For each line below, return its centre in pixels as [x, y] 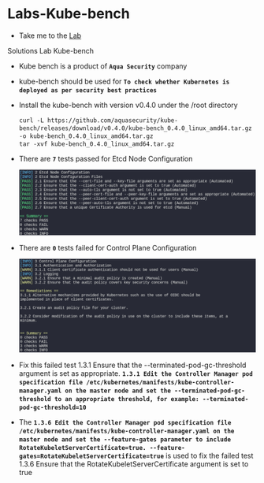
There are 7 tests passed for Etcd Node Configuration [106, 158]
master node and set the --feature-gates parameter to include [125, 439]
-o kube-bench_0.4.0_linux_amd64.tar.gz [86, 136]
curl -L [31, 120]
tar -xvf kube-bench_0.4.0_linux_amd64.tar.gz [97, 144]
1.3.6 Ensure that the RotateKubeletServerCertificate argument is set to [134, 464]
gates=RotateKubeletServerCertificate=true [91, 456]
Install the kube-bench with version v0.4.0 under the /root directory [128, 105]
